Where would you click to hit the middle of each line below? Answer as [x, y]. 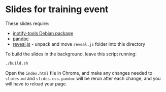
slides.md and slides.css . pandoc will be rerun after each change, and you [83, 78]
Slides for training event [57, 9]
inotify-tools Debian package [43, 33]
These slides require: [27, 23]
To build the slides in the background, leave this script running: [71, 54]
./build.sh [17, 63]
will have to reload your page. [36, 84]
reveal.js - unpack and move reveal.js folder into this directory [79, 44]
